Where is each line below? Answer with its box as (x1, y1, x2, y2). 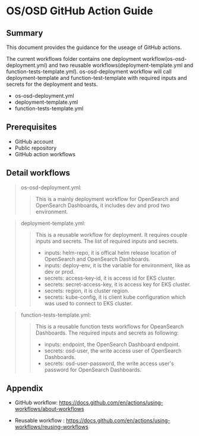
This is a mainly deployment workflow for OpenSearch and (35, 195, 179, 202)
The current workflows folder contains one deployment (6, 55, 141, 62)
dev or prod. (44, 268, 75, 275)
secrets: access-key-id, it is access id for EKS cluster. (44, 274, 176, 282)
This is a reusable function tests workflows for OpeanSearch (35, 323, 184, 330)
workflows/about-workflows (14, 406, 84, 413)
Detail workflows (6, 168, 70, 178)
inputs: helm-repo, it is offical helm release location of (44, 249, 177, 256)
